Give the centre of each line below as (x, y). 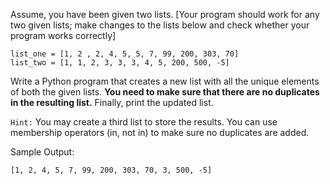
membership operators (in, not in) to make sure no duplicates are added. (160, 132)
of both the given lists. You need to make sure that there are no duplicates (165, 92)
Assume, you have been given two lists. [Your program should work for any (165, 14)
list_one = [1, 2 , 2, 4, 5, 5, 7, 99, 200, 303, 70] (125, 54)
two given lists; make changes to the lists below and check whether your (160, 25)
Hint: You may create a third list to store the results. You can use (144, 122)
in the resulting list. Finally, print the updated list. (112, 102)
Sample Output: (42, 152)
